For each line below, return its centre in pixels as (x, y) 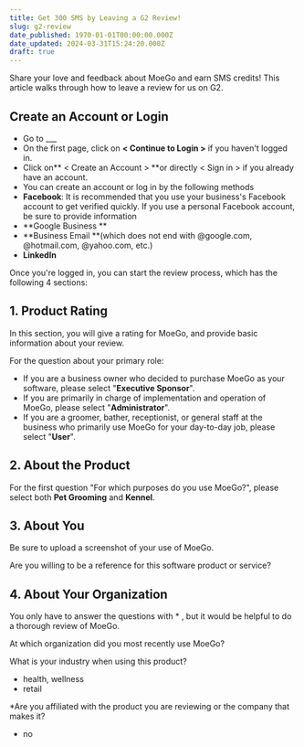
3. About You (47, 525)
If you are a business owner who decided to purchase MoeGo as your (154, 378)
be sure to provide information (79, 216)
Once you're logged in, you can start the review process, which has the (144, 272)
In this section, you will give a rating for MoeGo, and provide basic (134, 333)
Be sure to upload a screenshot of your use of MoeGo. (112, 548)
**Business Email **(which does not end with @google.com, (137, 235)
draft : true (32, 52)
